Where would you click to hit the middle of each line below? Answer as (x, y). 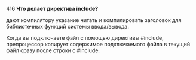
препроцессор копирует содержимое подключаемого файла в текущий (98, 44)
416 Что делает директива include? (52, 9)
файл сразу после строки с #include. (53, 50)
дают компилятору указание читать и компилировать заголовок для (94, 20)
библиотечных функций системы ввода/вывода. (68, 26)
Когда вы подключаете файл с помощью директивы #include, (85, 38)
